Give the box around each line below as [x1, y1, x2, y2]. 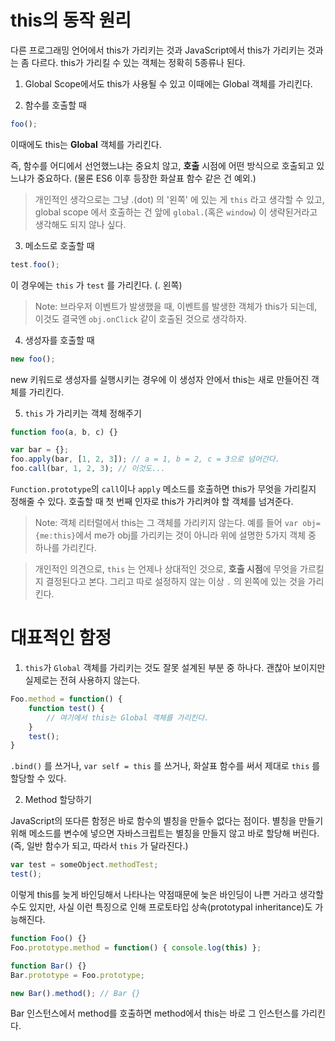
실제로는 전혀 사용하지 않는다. [24, 674, 141, 686]
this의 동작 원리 [10, 9, 132, 32]
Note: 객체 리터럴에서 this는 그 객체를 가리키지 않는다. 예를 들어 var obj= [34, 517, 321, 529]
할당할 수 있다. [10, 772, 67, 785]
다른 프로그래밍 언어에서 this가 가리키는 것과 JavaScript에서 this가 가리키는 [10, 44, 306, 56]
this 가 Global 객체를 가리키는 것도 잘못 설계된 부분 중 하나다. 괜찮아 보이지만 [24, 662, 326, 673]
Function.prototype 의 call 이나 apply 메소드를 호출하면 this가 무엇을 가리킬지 [10, 483, 317, 495]
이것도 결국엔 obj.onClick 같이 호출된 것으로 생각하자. [34, 312, 248, 325]
